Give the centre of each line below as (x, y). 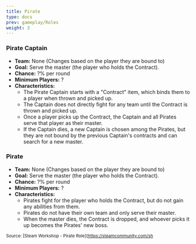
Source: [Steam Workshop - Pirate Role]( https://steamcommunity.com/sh (80, 236)
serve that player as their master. (63, 123)
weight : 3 (18, 28)
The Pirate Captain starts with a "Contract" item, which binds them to (106, 92)
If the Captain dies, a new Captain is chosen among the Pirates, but (104, 129)
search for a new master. (53, 141)
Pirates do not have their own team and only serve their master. (100, 212)
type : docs (19, 17)
